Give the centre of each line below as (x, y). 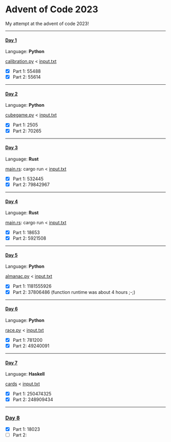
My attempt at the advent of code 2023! (47, 24)
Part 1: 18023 (26, 429)
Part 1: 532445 (28, 179)
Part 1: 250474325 (32, 394)
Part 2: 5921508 (30, 238)
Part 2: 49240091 (31, 345)
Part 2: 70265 (27, 131)
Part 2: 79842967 (31, 184)
